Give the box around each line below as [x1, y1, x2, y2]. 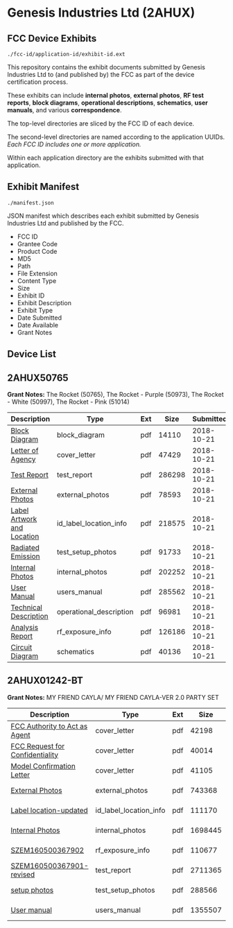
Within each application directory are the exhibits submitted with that [7, 154, 205, 162]
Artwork [10, 515, 37, 524]
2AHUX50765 [7, 372, 69, 384]
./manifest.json [7, 199, 54, 206]
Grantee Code [17, 239, 58, 248]
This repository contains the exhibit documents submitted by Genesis [7, 63, 206, 71]
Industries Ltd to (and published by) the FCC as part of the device [7, 71, 195, 78]
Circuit [10, 643, 33, 653]
